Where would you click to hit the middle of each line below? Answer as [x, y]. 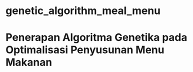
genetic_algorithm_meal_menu [83, 11]
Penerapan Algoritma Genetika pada [97, 38]
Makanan [29, 62]
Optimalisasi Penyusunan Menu [85, 50]
